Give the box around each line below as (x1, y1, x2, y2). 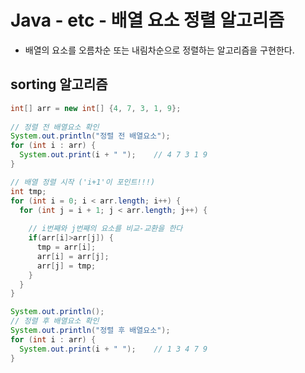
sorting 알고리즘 (10, 76, 108, 93)
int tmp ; (10, 186, 47, 196)
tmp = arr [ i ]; (36, 242, 97, 252)
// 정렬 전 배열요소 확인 (10, 122, 100, 132)
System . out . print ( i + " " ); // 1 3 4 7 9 (19, 344, 208, 354)
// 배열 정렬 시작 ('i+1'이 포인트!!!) (10, 177, 156, 187)
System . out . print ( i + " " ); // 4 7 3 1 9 (19, 150, 208, 160)
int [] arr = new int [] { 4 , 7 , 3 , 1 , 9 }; (10, 103, 182, 113)
